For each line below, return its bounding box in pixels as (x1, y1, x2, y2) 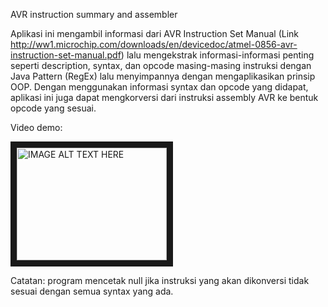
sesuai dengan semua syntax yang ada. (10, 285, 174, 297)
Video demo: (10, 122, 63, 133)
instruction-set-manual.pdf (10, 49, 122, 61)
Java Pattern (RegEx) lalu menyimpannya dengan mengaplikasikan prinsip (10, 70, 316, 82)
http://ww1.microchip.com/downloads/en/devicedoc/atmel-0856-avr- (10, 39, 298, 50)
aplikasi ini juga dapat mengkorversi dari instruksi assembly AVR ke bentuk (10, 92, 319, 103)
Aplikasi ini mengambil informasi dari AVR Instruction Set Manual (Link (10, 28, 300, 39)
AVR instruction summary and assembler (10, 9, 178, 20)
